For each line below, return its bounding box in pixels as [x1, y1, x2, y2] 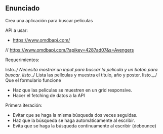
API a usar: [5, 27, 28, 33]
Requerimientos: [5, 57, 39, 63]
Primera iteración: [5, 102, 43, 108]
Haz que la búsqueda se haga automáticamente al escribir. [12, 117, 135, 123]
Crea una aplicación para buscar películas [5, 17, 93, 23]
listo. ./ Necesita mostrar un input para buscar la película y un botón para [5, 66, 158, 72]
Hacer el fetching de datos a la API [12, 92, 85, 98]
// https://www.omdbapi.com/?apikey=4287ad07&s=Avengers [5, 47, 134, 53]
